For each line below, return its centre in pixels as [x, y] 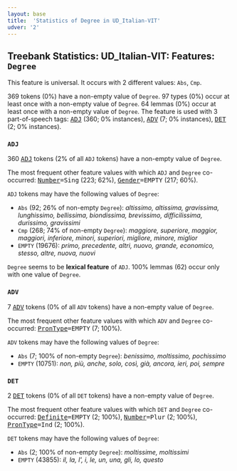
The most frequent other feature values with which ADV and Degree [104, 321]
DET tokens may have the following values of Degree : [83, 438]
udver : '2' [23, 27]
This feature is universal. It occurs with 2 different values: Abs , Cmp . [105, 83]
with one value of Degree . [44, 274]
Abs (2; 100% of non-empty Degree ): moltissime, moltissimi [103, 452]
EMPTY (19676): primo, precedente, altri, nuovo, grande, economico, [116, 246]
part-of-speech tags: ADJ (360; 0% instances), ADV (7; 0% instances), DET [117, 119]
